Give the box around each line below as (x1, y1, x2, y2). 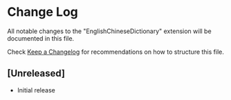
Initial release (17, 86, 55, 94)
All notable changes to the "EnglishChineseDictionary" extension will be (7, 27, 212, 35)
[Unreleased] (7, 68, 66, 79)
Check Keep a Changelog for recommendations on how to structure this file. (7, 48, 225, 56)
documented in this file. (7, 34, 75, 42)
